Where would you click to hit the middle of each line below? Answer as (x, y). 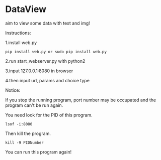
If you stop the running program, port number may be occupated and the (81, 100)
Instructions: (18, 33)
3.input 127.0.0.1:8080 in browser (39, 71)
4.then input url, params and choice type (47, 80)
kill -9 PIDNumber (24, 142)
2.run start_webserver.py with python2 (45, 61)
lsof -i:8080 (19, 124)
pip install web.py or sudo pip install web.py (56, 52)
